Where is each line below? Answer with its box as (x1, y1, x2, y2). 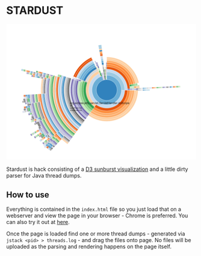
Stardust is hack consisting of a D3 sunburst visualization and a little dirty (6, 165, 188, 173)
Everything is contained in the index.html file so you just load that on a (6, 206, 182, 213)
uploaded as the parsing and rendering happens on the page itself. (6, 243, 172, 251)
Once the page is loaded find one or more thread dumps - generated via (6, 230, 185, 237)
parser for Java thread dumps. (6, 172, 82, 179)
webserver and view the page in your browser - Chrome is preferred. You (6, 212, 188, 219)
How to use (6, 190, 49, 200)
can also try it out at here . (6, 219, 70, 226)
